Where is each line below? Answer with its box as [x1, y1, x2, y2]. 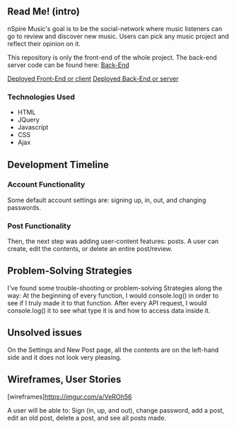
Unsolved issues [7, 327, 83, 339]
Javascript [17, 123, 49, 131]
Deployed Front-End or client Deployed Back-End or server [7, 74, 179, 83]
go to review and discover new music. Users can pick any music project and [7, 32, 230, 40]
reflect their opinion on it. [7, 39, 81, 48]
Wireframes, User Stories [7, 374, 122, 386]
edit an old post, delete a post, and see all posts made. [7, 413, 167, 422]
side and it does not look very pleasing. [7, 353, 122, 361]
